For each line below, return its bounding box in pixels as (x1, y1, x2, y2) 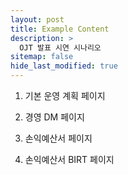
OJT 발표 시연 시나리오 (19, 42, 102, 53)
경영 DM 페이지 (24, 111, 85, 123)
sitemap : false (10, 52, 74, 62)
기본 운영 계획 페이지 (24, 90, 106, 101)
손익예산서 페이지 (24, 132, 93, 144)
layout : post (10, 14, 65, 25)
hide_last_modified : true (10, 61, 118, 71)
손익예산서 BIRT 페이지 (24, 154, 115, 165)
